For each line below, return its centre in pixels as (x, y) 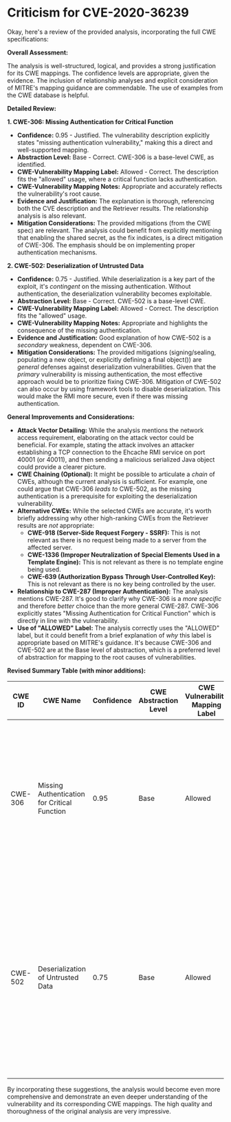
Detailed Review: (32, 108)
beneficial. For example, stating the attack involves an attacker (106, 445)
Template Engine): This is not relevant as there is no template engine (125, 562)
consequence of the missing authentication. (79, 330)
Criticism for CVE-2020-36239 (98, 13)
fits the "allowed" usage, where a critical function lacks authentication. (117, 179)
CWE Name (62, 700)
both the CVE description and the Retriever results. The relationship (113, 208)
